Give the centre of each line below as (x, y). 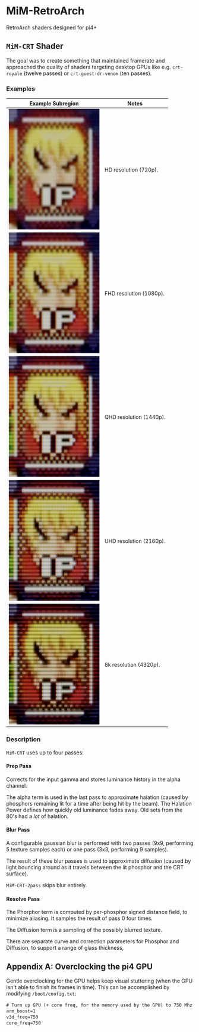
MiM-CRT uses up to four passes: (45, 753)
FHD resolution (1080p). (135, 294)
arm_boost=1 (21, 1011)
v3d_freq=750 (22, 1017)
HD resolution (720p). (132, 170)
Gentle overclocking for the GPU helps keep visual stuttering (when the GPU (99, 981)
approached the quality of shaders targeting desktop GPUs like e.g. (89, 67)
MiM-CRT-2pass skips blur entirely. (47, 885)
